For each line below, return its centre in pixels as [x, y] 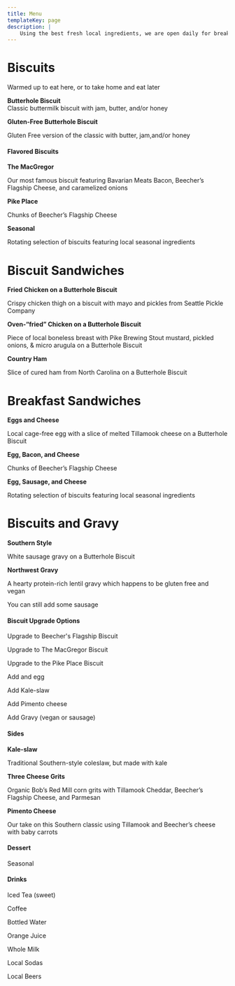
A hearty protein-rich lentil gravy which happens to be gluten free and [108, 584]
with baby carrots [33, 832]
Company [21, 311]
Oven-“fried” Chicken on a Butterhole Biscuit [74, 324]
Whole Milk [23, 950]
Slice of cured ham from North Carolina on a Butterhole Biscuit [97, 372]
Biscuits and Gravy [63, 524]
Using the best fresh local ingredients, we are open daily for [115, 33]
